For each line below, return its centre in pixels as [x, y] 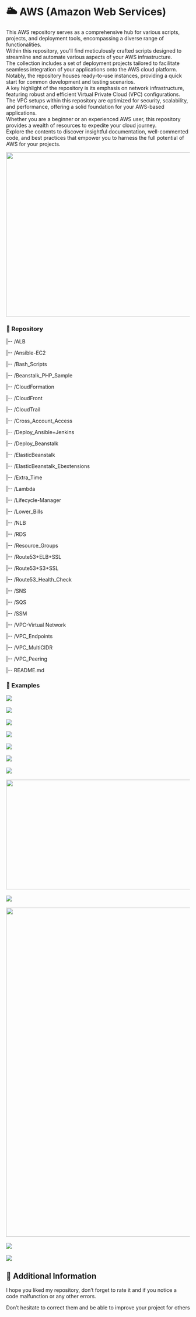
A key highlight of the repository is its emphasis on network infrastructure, [95, 88]
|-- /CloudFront [24, 398]
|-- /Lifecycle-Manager [34, 500]
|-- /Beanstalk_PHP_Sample [39, 376]
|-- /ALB [16, 342]
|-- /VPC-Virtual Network [36, 625]
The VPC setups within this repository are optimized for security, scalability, [97, 100]
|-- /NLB [16, 523]
